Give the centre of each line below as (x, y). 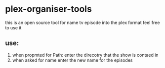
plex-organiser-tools (49, 9)
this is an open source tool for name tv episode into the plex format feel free (82, 23)
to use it (13, 27)
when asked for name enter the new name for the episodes (72, 60)
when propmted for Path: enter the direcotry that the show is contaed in (85, 55)
